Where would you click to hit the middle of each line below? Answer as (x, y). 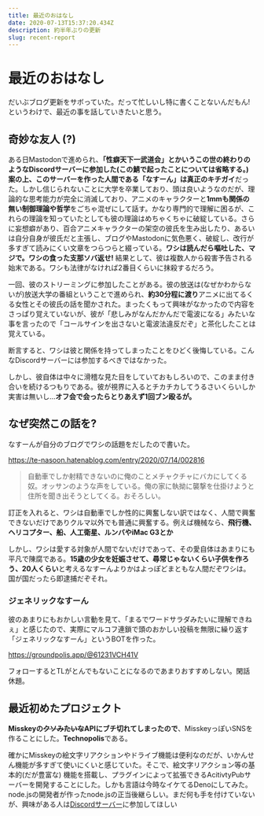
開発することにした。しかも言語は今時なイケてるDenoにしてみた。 (144, 785)
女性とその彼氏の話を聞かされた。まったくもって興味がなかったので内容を (135, 304)
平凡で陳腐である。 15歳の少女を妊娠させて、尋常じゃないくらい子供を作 (125, 559)
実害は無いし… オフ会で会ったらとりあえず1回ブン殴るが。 (102, 397)
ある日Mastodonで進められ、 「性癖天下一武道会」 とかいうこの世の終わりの (130, 159)
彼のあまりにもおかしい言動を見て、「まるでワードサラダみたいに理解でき (127, 619)
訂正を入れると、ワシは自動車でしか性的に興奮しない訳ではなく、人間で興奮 (132, 512)
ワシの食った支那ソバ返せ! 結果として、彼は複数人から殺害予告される (141, 258)
